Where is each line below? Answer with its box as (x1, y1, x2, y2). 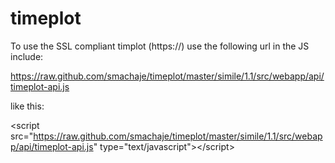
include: (10, 50, 44, 62)
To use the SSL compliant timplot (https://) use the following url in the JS (10, 40, 310, 52)
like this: (10, 100, 45, 112)
